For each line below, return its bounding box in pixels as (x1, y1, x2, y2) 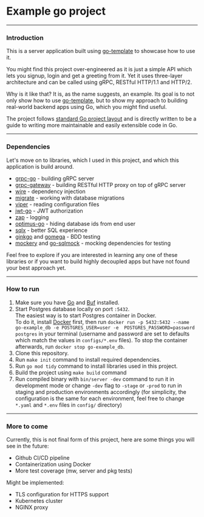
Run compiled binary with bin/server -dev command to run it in (15, 375, 175, 382)
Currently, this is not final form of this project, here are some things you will (6, 436, 195, 443)
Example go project (6, 4, 106, 18)
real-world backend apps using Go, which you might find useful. (6, 104, 167, 111)
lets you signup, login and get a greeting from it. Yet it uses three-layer (6, 72, 183, 80)
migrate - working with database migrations (15, 194, 125, 202)
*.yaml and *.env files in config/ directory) (15, 401, 123, 409)
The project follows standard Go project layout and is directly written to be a (6, 115, 197, 122)
